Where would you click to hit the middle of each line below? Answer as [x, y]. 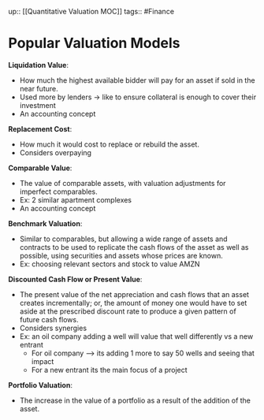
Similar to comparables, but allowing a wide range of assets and [123, 239]
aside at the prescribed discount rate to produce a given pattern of [128, 311]
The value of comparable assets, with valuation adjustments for [123, 183]
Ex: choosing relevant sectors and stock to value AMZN [110, 264]
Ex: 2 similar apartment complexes [76, 199]
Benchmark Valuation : [45, 223]
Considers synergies [53, 328]
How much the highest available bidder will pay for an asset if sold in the [137, 80]
